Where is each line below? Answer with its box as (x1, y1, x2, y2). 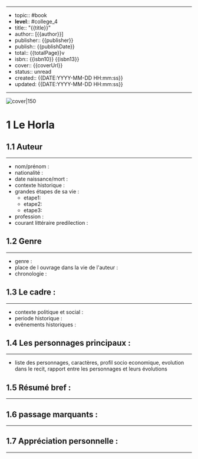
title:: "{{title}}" (14, 24, 51, 31)
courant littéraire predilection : (14, 219, 88, 226)
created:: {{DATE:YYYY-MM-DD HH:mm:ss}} (14, 74, 124, 81)
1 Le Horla (6, 119, 55, 132)
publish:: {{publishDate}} (14, 43, 75, 50)
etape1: (23, 194, 41, 201)
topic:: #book (14, 12, 47, 18)
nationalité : (14, 169, 43, 176)
